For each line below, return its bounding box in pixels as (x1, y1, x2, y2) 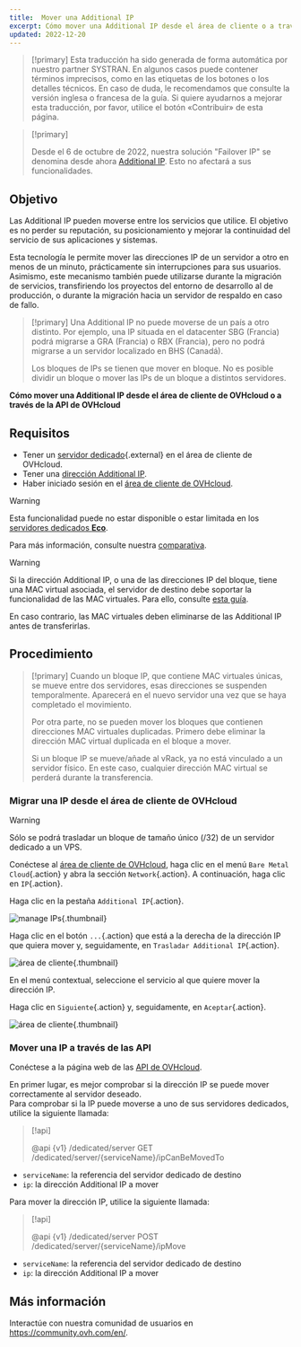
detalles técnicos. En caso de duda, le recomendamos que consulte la (30, 83, 290, 94)
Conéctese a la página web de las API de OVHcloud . (9, 1061, 202, 1073)
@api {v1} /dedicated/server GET (30, 1142, 154, 1154)
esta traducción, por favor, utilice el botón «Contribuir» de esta (30, 102, 263, 113)
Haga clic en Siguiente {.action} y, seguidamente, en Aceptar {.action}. (9, 1002, 267, 1013)
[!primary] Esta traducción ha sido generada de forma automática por (30, 55, 288, 66)
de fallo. (9, 300, 39, 311)
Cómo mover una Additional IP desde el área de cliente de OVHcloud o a (9, 390, 282, 401)
